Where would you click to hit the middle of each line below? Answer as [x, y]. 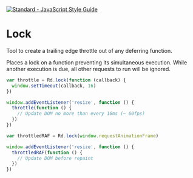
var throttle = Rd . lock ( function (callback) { [66, 80]
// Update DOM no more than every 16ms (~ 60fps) [81, 114]
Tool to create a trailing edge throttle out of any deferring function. [90, 50]
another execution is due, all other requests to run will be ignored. [89, 69]
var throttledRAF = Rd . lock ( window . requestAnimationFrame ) [83, 136]
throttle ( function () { [42, 108]
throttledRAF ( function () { [47, 152]
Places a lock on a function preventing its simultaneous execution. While [97, 62]
